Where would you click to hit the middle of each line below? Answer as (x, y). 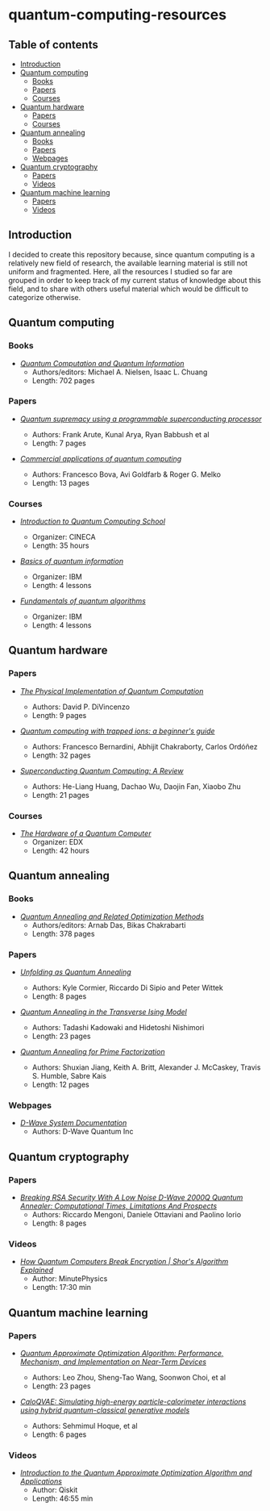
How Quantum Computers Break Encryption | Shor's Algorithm (124, 1262)
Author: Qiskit (55, 1490)
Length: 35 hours (60, 545)
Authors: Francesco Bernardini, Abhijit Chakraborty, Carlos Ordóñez (145, 746)
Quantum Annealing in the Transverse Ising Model (103, 1012)
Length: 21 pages (61, 795)
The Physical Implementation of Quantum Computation (112, 691)
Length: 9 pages (59, 715)
